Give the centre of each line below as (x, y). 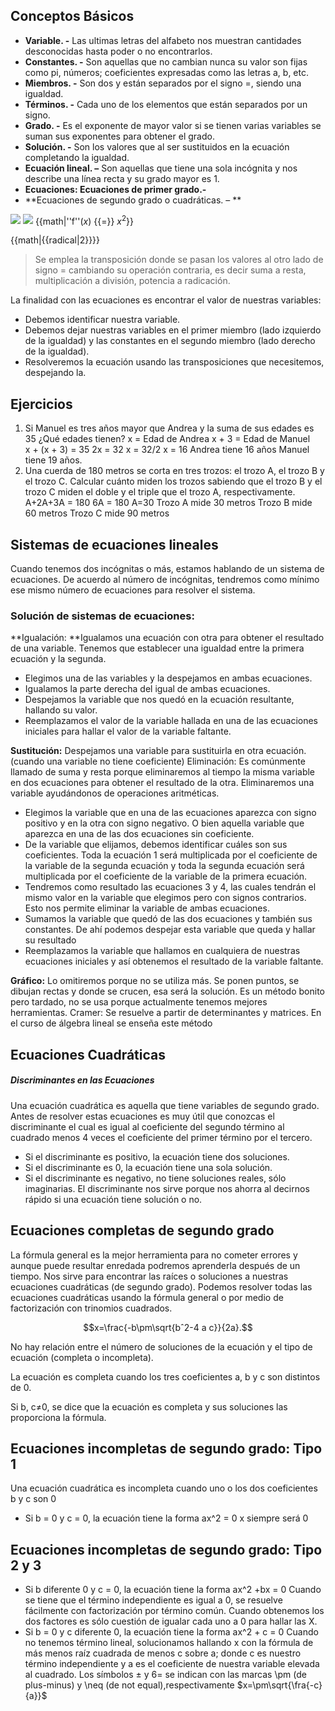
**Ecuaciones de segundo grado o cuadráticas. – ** (133, 200)
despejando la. (55, 373)
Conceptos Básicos (72, 16)
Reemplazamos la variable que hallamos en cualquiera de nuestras (162, 951)
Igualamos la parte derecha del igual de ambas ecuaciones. (147, 689)
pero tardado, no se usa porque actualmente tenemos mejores (139, 1002)
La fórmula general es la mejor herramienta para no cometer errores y (154, 1255)
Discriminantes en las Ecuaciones (82, 1080)
